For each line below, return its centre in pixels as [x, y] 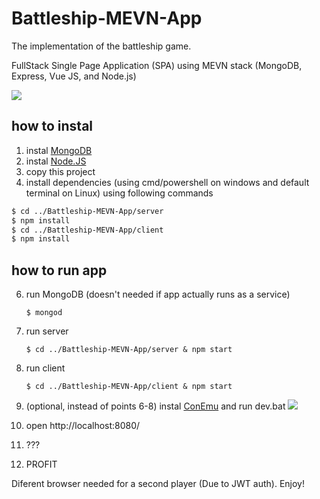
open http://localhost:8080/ [83, 426]
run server [47, 331]
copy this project [60, 171]
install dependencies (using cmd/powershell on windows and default [167, 182]
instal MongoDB [59, 150]
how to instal [52, 126]
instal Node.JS [56, 161]
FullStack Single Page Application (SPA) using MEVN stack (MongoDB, [157, 65]
